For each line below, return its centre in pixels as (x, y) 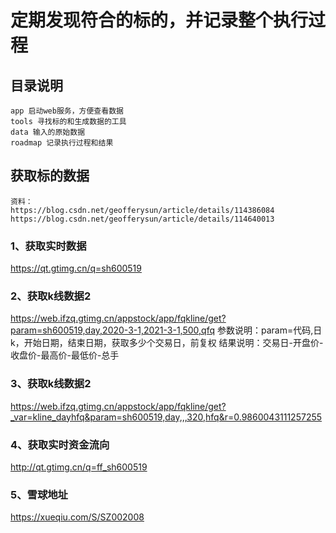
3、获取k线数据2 (51, 384)
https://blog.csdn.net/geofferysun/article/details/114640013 (142, 219)
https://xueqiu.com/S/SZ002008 (77, 517)
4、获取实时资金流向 (60, 444)
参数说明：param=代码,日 (269, 330)
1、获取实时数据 (48, 246)
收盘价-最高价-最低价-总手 (65, 355)
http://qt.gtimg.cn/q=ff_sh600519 (79, 467)
